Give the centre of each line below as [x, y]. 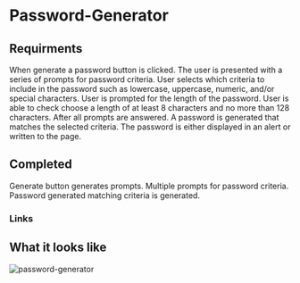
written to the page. [46, 136]
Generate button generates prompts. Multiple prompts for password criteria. [149, 186]
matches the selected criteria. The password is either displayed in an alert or [150, 127]
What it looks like [58, 248]
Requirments [46, 49]
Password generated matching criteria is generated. [105, 195]
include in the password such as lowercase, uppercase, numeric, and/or [142, 89]
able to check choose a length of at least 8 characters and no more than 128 [150, 108]
